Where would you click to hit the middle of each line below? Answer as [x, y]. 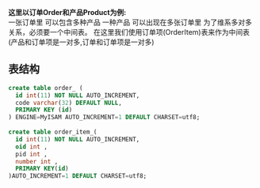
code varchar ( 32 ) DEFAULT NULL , [69, 103]
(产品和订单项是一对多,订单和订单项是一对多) [81, 42]
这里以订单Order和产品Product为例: [67, 12]
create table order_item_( [53, 132]
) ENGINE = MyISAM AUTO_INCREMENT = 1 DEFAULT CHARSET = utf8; [104, 118]
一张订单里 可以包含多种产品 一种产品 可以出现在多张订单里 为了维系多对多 [130, 22]
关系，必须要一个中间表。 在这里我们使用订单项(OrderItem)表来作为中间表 [129, 32]
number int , [37, 161]
